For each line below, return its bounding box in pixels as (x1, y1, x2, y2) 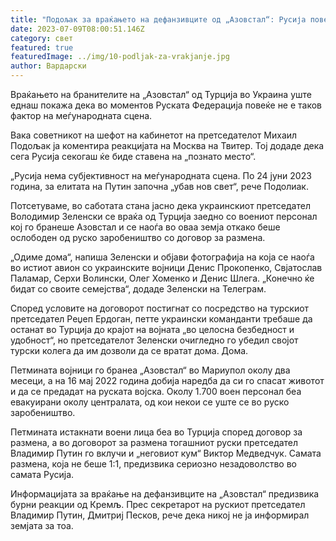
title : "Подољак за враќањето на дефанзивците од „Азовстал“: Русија (10, 14, 307, 25)
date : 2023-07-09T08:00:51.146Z (10, 24, 145, 34)
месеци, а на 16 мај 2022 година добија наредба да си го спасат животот (10, 375, 325, 386)
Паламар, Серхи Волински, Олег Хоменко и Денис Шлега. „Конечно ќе (10, 272, 315, 284)
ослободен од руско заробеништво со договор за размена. (10, 232, 266, 243)
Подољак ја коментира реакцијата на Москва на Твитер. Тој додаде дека (10, 140, 325, 151)
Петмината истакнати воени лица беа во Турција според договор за (10, 426, 303, 438)
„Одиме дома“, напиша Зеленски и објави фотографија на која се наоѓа (10, 251, 315, 263)
